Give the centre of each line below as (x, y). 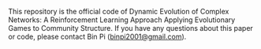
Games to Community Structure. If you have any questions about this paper (131, 28)
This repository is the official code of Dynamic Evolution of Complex (119, 11)
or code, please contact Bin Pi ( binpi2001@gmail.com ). (97, 36)
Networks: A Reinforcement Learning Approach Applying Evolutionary (122, 20)
